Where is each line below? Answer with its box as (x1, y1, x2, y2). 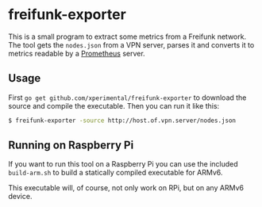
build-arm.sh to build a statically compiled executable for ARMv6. (8, 168, 223, 178)
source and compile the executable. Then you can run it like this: (8, 101, 220, 110)
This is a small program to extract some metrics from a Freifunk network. (8, 32, 247, 41)
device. (8, 192, 33, 201)
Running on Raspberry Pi (8, 139, 134, 152)
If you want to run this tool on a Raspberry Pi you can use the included (8, 159, 238, 169)
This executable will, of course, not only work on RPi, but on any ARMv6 (8, 183, 245, 193)
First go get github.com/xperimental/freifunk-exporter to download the (8, 93, 247, 102)
